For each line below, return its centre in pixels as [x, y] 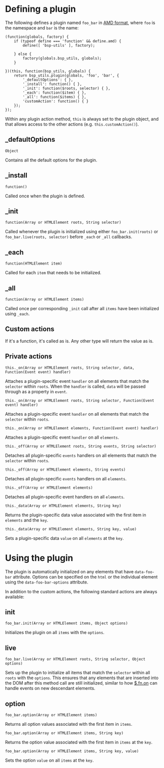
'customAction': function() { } [56, 101]
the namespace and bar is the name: [42, 27]
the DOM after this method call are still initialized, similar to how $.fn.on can [81, 683]
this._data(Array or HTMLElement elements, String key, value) [71, 529]
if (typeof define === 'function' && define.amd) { [68, 41]
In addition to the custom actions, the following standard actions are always [81, 591]
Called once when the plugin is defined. [45, 196]
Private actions [29, 357]
